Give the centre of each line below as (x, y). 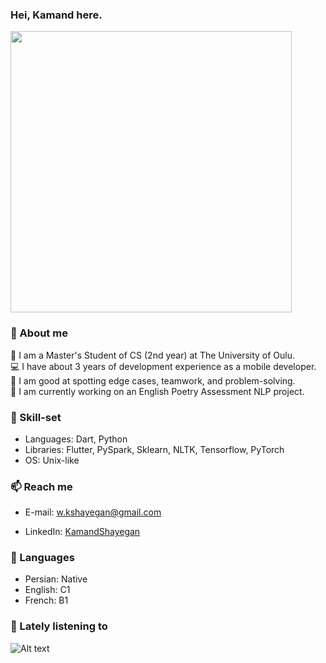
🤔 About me (39, 333)
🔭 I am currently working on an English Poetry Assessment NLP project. (157, 391)
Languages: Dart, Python (76, 439)
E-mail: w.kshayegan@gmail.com (93, 512)
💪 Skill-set (36, 417)
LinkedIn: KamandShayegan (82, 532)
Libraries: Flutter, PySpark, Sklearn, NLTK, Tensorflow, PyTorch (154, 449)
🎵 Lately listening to (59, 626)
